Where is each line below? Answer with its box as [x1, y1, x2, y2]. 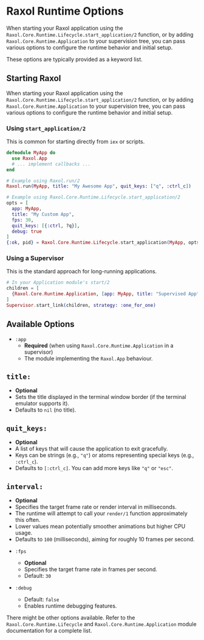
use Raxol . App [12, 155, 47, 161]
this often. [15, 516, 41, 524]
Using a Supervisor [6, 254, 64, 262]
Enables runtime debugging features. [24, 602, 117, 610]
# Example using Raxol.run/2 [6, 178, 80, 184]
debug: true [12, 228, 42, 234]
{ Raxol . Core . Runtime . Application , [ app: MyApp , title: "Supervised [12, 291, 186, 297]
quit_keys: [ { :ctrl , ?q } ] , [12, 222, 80, 229]
